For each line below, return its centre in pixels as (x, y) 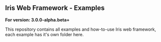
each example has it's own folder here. (44, 34)
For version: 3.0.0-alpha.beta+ (37, 20)
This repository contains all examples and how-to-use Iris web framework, (80, 29)
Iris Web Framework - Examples (55, 8)
